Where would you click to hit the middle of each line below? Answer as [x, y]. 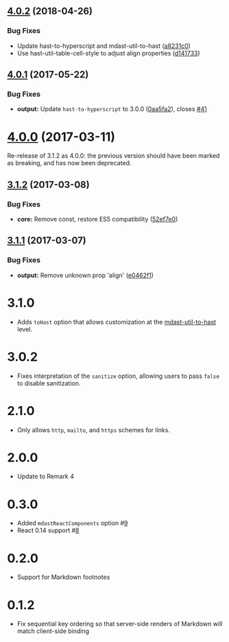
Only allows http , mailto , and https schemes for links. [93, 430]
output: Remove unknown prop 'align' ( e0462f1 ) [85, 275]
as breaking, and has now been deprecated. [69, 163]
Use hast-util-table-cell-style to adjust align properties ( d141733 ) [108, 53]
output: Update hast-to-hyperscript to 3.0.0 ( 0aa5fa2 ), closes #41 [112, 109]
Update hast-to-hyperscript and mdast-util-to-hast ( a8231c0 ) [104, 46]
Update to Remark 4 [45, 477]
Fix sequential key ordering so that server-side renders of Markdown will [120, 624]
